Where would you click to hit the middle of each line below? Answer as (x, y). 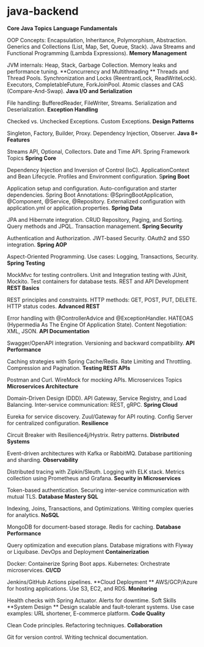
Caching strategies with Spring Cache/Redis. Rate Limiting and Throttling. (99, 361)
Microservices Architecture (43, 386)
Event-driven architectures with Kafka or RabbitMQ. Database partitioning (100, 453)
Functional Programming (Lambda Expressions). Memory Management (97, 53)
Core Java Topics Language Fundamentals (62, 28)
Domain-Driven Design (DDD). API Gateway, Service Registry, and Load (97, 398)
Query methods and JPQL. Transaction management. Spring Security (95, 226)
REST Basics (23, 288)
